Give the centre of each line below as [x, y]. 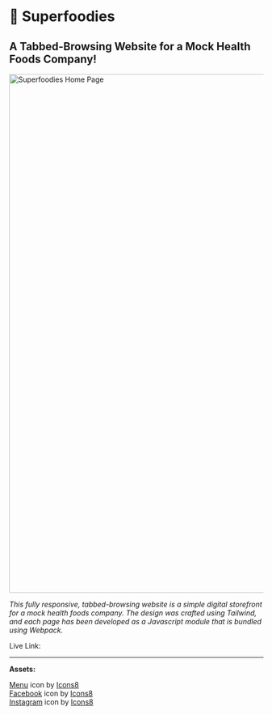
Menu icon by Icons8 [44, 685]
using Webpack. [36, 630]
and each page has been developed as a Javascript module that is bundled [135, 621]
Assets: [22, 669]
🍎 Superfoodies [62, 17]
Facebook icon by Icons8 [51, 693]
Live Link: [25, 646]
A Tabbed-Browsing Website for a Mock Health [130, 47]
